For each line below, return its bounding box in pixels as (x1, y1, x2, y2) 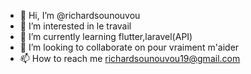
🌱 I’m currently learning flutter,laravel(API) (19, 31, 193, 42)
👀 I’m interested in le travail (19, 20, 132, 32)
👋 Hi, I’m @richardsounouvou (19, 10, 141, 21)
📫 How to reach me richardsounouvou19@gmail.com (19, 53, 241, 64)
